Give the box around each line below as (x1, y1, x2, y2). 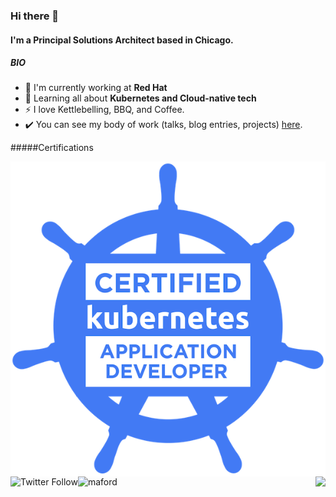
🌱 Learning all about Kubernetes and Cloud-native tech (24, 92, 257, 104)
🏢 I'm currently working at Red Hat (24, 82, 168, 94)
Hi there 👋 (10, 9, 60, 23)
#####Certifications (10, 142, 94, 154)
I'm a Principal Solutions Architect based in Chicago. (10, 34, 234, 46)
